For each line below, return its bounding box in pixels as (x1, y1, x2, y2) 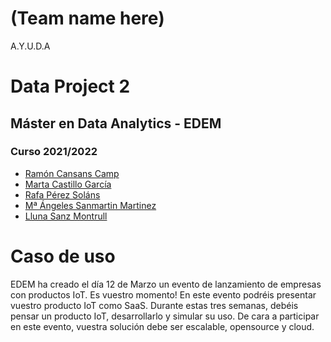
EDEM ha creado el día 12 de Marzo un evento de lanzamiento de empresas (10, 278, 322, 290)
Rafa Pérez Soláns (24, 188, 101, 201)
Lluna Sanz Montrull (24, 210, 108, 222)
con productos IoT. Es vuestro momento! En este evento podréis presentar (10, 288, 317, 301)
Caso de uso (10, 245, 116, 267)
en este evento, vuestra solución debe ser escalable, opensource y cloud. (10, 320, 315, 332)
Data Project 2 (10, 75, 131, 98)
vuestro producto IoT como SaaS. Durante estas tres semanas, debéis (10, 299, 299, 311)
